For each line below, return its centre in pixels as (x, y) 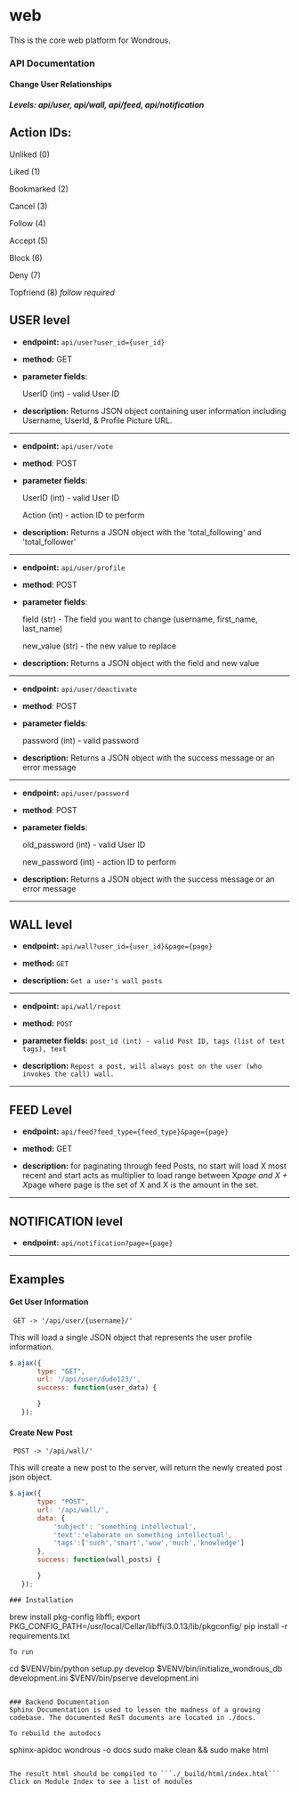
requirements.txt (40, 1635)
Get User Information (49, 1302)
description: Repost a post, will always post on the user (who (142, 1066)
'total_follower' (49, 542)
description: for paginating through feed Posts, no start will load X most (154, 1166)
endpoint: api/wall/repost (72, 1007)
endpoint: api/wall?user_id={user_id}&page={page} (117, 946)
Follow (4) (28, 223)
